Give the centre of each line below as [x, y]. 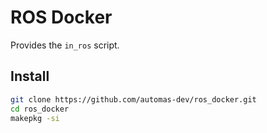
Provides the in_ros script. [65, 45]
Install [30, 76]
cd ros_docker [40, 109]
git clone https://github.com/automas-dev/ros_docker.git [133, 99]
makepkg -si [35, 118]
